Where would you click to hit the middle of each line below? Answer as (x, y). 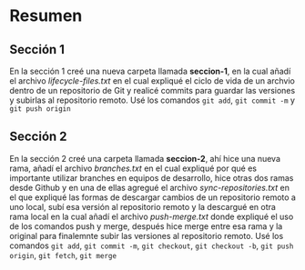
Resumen (46, 16)
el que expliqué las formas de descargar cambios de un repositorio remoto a (152, 197)
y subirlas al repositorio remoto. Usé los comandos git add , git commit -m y (152, 100)
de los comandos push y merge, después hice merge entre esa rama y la (146, 226)
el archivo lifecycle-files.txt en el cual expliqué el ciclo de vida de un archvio (152, 81)
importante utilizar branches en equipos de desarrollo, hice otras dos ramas (152, 177)
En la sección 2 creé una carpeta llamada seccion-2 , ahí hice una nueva (145, 158)
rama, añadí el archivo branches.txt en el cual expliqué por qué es (133, 168)
